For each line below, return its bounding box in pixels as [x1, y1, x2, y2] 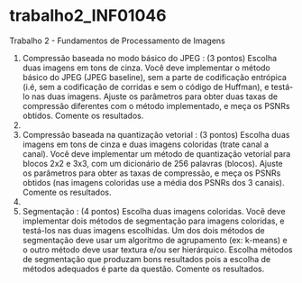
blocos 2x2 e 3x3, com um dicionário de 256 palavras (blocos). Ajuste [22, 158, 284, 169]
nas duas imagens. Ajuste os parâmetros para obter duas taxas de [31, 91, 278, 102]
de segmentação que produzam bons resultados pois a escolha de [22, 253, 271, 264]
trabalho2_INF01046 [9, 5, 167, 26]
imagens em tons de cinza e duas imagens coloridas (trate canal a [22, 139, 269, 150]
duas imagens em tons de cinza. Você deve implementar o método [22, 62, 270, 73]
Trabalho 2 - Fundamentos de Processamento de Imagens [9, 35, 225, 46]
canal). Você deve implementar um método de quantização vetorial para [22, 148, 291, 159]
